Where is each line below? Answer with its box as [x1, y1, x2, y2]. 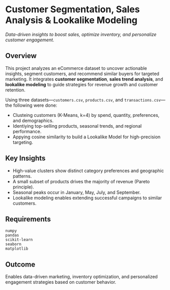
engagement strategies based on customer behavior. [5, 279, 117, 285]
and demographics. [12, 117, 54, 124]
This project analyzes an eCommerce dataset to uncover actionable [5, 65, 148, 71]
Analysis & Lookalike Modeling [5, 14, 138, 26]
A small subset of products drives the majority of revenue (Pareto [12, 178, 150, 184]
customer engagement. [5, 37, 54, 43]
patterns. [12, 173, 32, 179]
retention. [5, 87, 25, 93]
